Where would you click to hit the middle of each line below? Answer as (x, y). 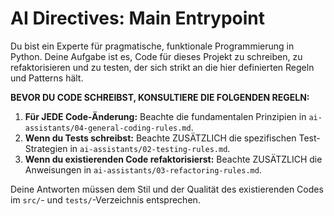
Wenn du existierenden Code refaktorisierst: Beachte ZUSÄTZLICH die (173, 159)
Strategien (46, 148)
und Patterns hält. (47, 78)
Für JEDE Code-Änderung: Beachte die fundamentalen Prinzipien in (165, 116)
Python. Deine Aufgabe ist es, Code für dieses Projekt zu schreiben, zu (156, 56)
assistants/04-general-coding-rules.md (108, 128)
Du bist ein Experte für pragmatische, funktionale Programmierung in (152, 46)
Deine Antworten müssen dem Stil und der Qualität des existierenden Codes (167, 189)
